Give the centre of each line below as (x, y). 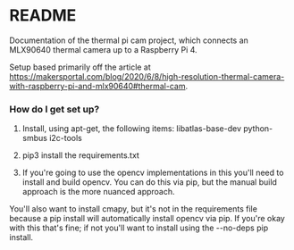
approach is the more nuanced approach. (99, 192)
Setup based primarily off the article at (80, 67)
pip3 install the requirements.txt (81, 155)
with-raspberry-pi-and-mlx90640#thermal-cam (97, 86)
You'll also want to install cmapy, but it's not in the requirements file (133, 209)
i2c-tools (66, 138)
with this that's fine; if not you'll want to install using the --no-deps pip (139, 228)
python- (258, 129)
